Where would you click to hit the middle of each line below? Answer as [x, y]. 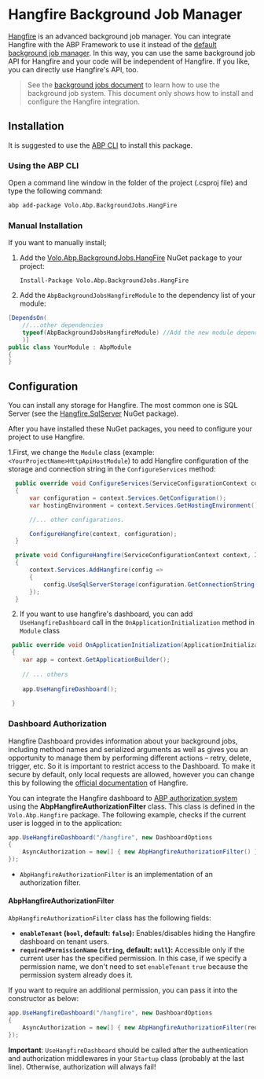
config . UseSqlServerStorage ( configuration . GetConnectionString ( [150, 584]
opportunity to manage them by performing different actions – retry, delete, [130, 758]
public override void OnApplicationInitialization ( [98, 645]
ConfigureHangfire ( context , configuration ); [103, 534]
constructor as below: [44, 999]
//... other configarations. [77, 519]
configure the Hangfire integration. [83, 101]
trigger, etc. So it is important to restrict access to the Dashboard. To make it [132, 766]
